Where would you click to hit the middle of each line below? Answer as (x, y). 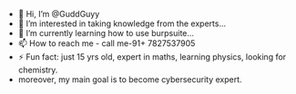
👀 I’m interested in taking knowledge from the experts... (122, 23)
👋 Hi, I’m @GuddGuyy (59, 14)
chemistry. (38, 70)
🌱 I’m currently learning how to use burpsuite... (106, 33)
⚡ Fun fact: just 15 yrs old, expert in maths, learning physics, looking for (152, 57)
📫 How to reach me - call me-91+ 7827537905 (107, 43)
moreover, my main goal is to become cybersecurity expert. (130, 80)
